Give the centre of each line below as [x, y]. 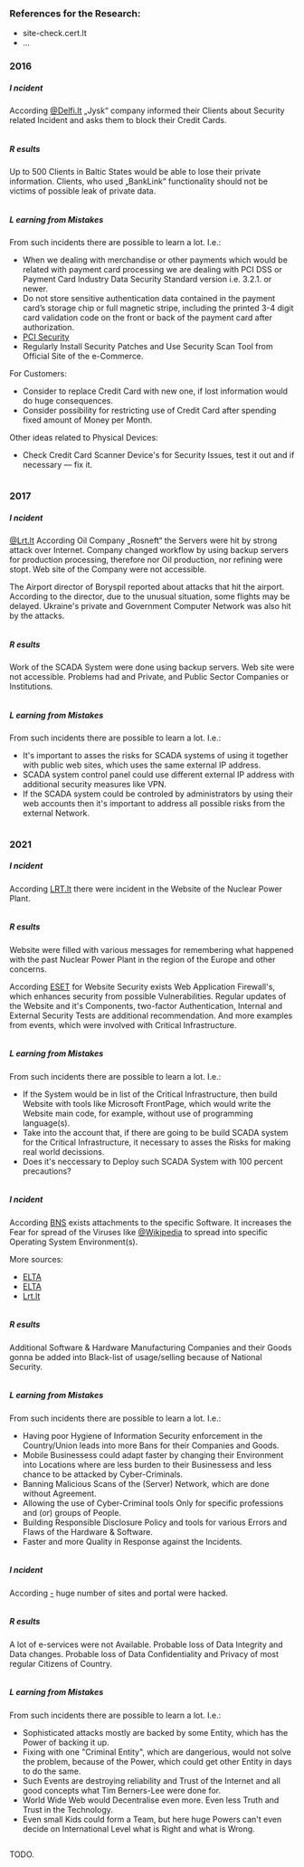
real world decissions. [63, 1151]
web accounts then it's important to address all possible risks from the [153, 803]
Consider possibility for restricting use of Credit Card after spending [149, 411]
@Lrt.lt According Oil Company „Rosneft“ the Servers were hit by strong [143, 540]
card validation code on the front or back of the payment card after [147, 318]
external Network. [56, 813]
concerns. [28, 969]
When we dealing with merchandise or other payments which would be [155, 260]
